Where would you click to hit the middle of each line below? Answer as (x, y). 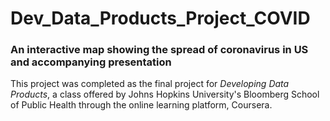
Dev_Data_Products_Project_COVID (160, 18)
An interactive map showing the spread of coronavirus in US (159, 50)
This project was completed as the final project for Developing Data (150, 84)
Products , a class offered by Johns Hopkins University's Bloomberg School (165, 94)
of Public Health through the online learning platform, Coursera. (141, 105)
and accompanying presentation (91, 62)
